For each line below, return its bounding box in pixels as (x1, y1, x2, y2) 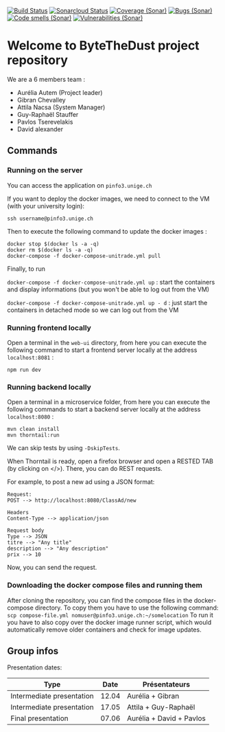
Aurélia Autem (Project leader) (16, 88, 103, 96)
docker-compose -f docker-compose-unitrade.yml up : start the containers (7, 278, 215, 286)
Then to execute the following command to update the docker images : (7, 227, 207, 235)
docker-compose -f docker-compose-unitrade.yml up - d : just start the (7, 298, 208, 307)
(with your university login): (7, 201, 84, 210)
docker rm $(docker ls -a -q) (7, 246, 94, 254)
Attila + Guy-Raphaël (126, 702, 196, 712)
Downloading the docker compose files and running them (7, 581, 203, 590)
